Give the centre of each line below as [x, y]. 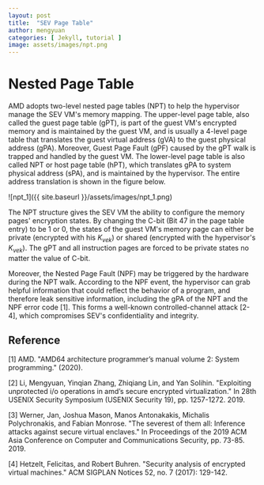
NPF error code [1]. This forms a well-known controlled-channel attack [123, 307]
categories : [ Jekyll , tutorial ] [65, 38]
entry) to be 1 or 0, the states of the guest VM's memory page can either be [131, 229]
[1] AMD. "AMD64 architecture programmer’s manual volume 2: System [124, 359]
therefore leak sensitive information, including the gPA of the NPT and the [128, 298]
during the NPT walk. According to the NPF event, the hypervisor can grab [129, 282]
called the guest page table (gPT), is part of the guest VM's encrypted [123, 123]
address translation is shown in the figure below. [87, 182]
